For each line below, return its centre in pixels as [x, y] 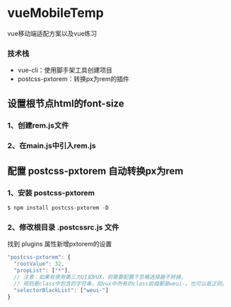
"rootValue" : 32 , [39, 264]
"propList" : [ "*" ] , [42, 271]
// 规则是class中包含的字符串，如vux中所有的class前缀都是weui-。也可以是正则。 [120, 284]
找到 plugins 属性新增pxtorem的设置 [60, 244]
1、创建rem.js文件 [38, 125]
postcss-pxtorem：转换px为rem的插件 [73, 79]
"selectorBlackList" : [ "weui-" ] [61, 290]
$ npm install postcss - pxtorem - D [58, 208]
